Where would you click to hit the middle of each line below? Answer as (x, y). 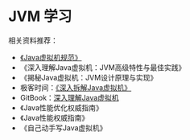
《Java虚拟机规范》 (51, 57)
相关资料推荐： (33, 40)
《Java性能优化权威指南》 (61, 107)
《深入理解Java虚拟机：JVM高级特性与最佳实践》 (103, 67)
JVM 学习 (40, 16)
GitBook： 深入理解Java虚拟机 (69, 97)
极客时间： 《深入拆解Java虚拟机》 (76, 87)
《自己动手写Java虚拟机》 (63, 128)
